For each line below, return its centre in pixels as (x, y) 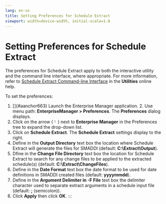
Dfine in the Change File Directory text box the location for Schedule (83, 154)
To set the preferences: (29, 96)
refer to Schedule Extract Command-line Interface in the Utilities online (79, 81)
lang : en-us (17, 10)
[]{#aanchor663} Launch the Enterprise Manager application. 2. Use (83, 106)
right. (18, 138)
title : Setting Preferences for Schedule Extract (58, 16)
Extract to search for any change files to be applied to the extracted (82, 159)
